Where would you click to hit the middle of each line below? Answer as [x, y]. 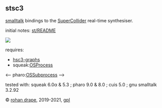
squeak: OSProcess [33, 65]
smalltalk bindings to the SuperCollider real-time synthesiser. [69, 20]
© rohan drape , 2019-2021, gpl [38, 100]
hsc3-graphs [26, 59]
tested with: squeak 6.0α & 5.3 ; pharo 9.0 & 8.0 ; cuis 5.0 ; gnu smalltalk [81, 84]
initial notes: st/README [31, 30]
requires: [15, 50]
